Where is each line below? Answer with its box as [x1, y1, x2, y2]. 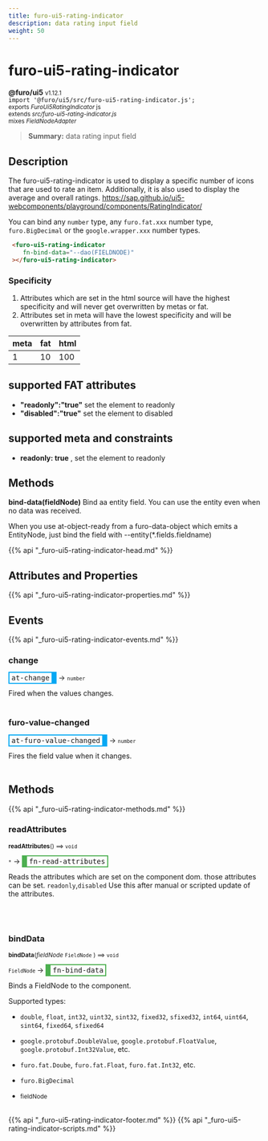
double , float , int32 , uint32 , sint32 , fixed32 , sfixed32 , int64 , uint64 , [19, 1012, 249, 1021]
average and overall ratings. [8, 193, 100, 203]
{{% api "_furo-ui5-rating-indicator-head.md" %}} [8, 546, 174, 555]
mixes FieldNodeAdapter [8, 117, 77, 125]
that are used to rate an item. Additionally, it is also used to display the [8, 185, 240, 194]
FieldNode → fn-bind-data [8, 965, 104, 975]
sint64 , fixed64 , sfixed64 [19, 1021, 104, 1030]
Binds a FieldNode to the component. [8, 981, 132, 991]
